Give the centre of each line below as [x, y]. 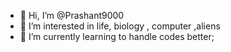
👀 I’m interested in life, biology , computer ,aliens [120, 26]
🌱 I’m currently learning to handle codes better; [117, 36]
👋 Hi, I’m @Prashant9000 [72, 15]
